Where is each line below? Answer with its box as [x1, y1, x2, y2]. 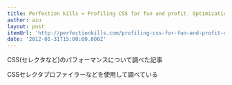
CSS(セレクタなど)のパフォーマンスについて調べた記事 [7, 56, 163, 64]
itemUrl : [7, 29, 32, 37]
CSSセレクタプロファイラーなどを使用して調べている [7, 70, 158, 79]
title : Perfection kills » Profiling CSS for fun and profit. [7, 10, 190, 17]
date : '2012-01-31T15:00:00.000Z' [7, 36, 107, 43]
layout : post [7, 23, 45, 30]
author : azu [7, 17, 41, 23]
